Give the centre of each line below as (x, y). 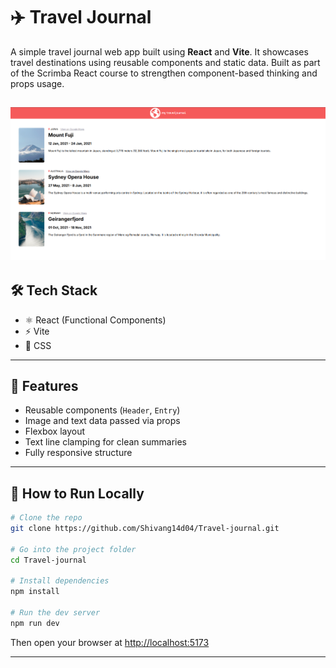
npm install (35, 592)
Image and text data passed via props (102, 421)
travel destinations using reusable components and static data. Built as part (165, 62)
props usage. (37, 83)
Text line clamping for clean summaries (105, 442)
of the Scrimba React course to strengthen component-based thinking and (164, 73)
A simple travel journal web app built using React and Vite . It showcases (159, 51)
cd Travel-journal (48, 560)
